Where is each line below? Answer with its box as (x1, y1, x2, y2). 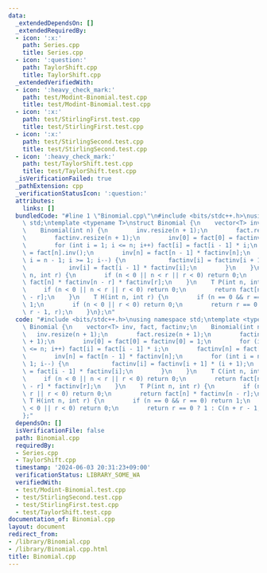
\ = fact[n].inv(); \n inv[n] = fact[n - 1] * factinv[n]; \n (22, 249, 250, 257)
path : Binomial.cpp (15, 434, 80, 442)
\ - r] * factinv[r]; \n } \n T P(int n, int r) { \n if (22, 382, 250, 391)
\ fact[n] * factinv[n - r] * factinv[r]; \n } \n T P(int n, (22, 278, 247, 287)
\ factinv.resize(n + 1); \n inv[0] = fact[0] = (22, 234, 233, 242)
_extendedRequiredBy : (15, 26, 87, 34)
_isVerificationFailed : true (15, 175, 112, 183)
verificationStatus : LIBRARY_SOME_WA (15, 471, 141, 479)
